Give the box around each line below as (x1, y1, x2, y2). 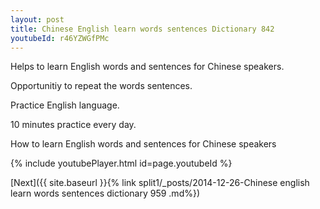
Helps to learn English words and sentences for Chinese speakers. (10, 61, 285, 73)
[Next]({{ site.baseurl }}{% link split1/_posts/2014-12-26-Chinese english (10, 177, 310, 189)
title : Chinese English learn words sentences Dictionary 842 (10, 24, 275, 34)
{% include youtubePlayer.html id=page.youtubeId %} (10, 157, 233, 170)
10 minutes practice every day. (10, 119, 137, 131)
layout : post (10, 14, 65, 25)
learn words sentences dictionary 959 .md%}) (10, 187, 201, 200)
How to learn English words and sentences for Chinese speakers (10, 138, 277, 150)
